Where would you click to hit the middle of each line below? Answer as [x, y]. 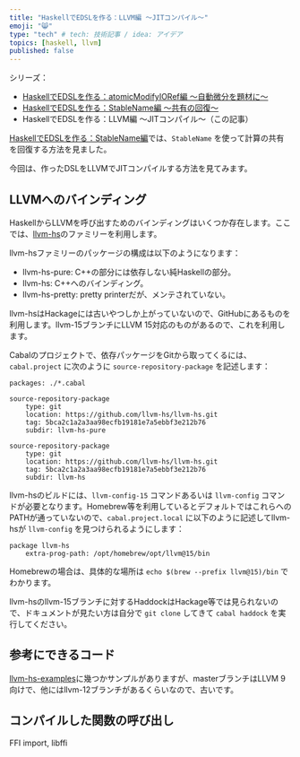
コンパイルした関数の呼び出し [92, 721]
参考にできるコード [62, 655]
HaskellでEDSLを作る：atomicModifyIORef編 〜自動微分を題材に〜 [145, 97]
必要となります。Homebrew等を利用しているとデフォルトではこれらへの [158, 506]
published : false [42, 51]
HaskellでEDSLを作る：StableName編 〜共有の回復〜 [120, 108]
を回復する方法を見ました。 [60, 150]
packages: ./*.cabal [48, 383]
